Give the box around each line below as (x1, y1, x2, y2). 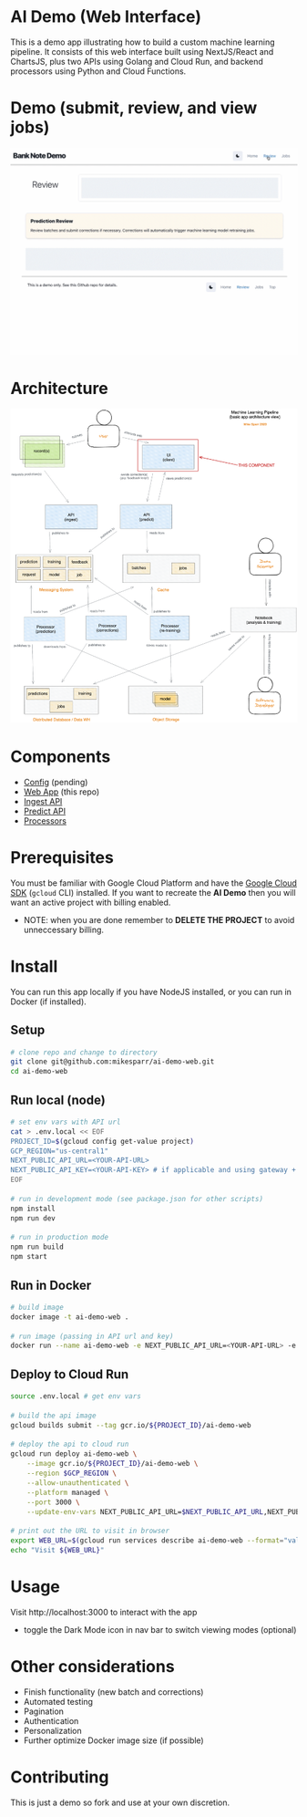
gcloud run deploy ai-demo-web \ (10, 1449, 138, 1459)
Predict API (23, 805, 67, 816)
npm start (10, 1252, 48, 1262)
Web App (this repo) (23, 786, 100, 797)
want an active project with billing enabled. (10, 897, 171, 908)
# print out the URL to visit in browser (10, 1526, 170, 1536)
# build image (10, 1303, 65, 1312)
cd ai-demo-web (10, 1067, 68, 1076)
